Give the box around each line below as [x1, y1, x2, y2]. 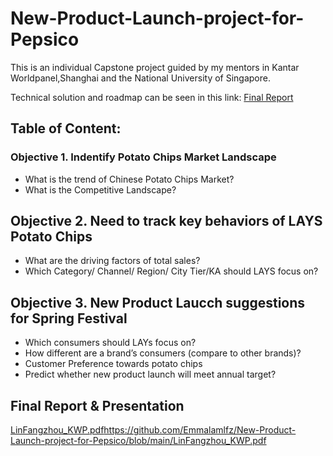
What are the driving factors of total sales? [24, 255, 201, 267]
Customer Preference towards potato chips [24, 358, 203, 370]
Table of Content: [10, 120, 122, 137]
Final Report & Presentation [10, 397, 185, 414]
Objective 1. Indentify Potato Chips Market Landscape [10, 150, 277, 164]
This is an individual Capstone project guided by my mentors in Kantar [10, 61, 300, 73]
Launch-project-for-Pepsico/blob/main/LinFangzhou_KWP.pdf [10, 435, 267, 447]
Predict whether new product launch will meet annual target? [24, 368, 277, 381]
